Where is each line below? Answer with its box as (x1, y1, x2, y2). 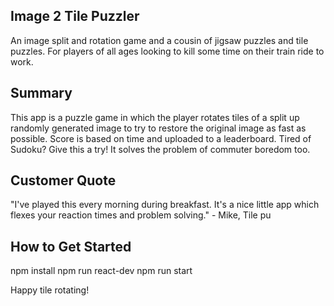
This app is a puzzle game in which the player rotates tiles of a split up (10, 111, 300, 123)
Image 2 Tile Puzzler (10, 8, 140, 25)
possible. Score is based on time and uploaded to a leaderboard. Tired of (10, 132, 312, 144)
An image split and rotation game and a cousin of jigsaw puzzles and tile (10, 34, 309, 46)
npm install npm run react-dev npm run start (10, 265, 193, 277)
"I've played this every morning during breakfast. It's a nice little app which (10, 199, 320, 211)
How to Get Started (10, 238, 132, 255)
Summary (10, 85, 73, 102)
